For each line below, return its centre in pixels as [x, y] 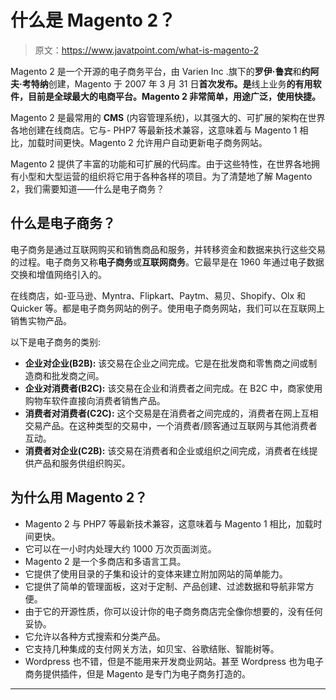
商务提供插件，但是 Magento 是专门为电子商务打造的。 [138, 673]
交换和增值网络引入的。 [58, 274]
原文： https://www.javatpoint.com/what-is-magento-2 [146, 50]
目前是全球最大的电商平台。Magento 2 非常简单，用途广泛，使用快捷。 [174, 96]
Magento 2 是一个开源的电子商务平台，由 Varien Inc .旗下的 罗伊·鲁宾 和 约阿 [165, 71]
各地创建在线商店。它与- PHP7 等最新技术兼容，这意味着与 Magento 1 [154, 130]
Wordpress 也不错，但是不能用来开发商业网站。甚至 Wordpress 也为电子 [174, 661]
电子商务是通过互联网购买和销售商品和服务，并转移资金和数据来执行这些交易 [168, 249]
